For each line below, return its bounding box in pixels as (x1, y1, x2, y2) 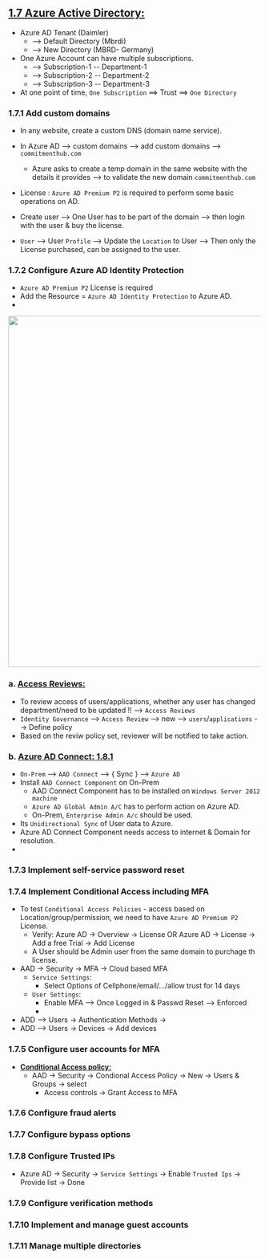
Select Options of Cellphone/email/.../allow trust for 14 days (43, 981, 240, 991)
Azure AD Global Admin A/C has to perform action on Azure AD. (31, 802, 240, 811)
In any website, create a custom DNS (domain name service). (19, 126, 223, 136)
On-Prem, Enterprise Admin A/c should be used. (31, 810, 193, 820)
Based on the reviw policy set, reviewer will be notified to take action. (19, 731, 249, 740)
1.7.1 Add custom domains (8, 108, 110, 119)
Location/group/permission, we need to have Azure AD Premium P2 (19, 913, 239, 923)
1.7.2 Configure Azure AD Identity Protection (8, 265, 184, 276)
